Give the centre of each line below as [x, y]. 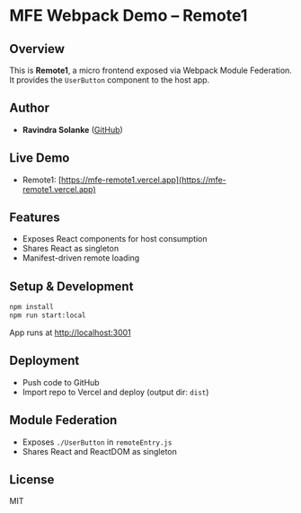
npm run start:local [48, 315]
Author [29, 108]
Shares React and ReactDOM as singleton [99, 451]
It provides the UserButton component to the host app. [110, 80]
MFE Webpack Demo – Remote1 [128, 16]
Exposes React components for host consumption [115, 239]
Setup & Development [71, 286]
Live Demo [40, 158]
